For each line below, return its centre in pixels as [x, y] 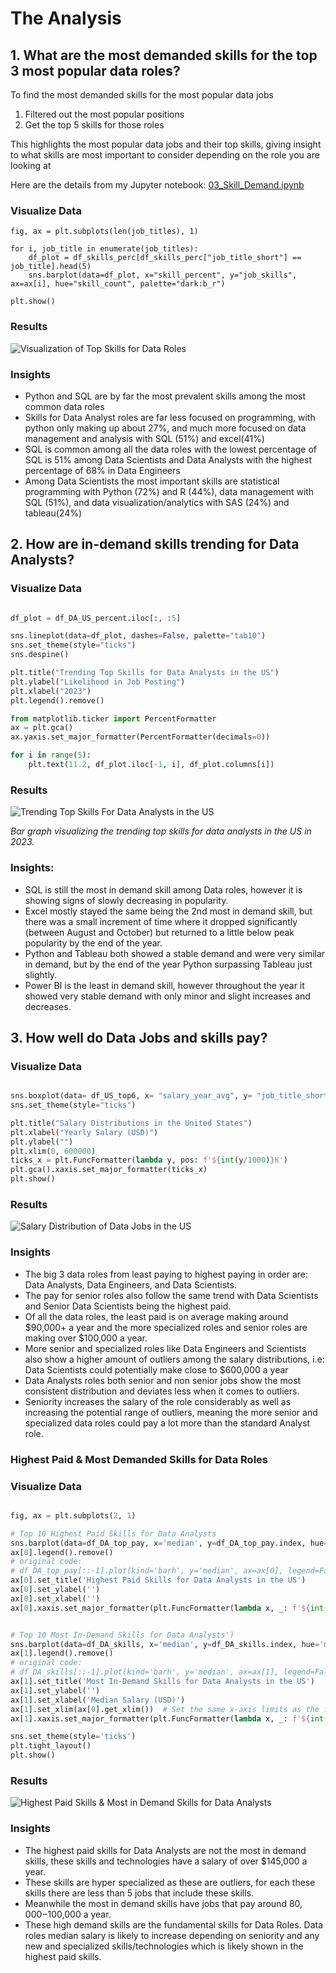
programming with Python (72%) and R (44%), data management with [169, 491]
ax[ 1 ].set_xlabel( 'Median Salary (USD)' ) [98, 1700]
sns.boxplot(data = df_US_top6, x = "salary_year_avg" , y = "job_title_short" [171, 1096]
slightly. [41, 974]
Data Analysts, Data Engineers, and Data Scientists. [130, 1284]
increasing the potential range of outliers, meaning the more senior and [171, 1412]
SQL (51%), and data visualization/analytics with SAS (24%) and [157, 502]
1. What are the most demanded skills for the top [164, 55]
